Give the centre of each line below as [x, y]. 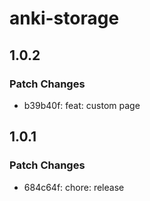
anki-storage [64, 18]
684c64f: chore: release [74, 187]
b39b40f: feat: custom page [82, 105]
